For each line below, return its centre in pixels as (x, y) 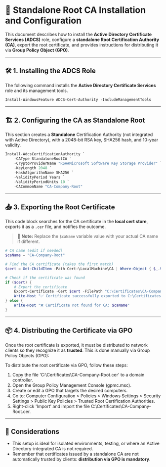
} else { (14, 301)
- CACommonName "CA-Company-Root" (48, 187)
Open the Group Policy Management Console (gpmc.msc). (72, 385)
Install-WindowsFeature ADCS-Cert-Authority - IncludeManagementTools (78, 99)
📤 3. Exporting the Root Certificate (60, 207)
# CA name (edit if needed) (34, 251)
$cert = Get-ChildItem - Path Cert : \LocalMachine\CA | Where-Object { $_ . (83, 269)
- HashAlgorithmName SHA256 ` (44, 173)
